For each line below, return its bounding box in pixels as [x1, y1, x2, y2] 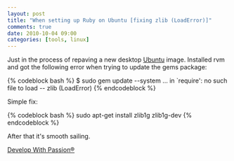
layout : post [7, 10, 46, 17]
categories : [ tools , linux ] [7, 36, 90, 43]
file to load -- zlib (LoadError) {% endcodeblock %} [7, 84, 157, 92]
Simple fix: [7, 97, 38, 106]
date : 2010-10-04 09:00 [7, 29, 77, 37]
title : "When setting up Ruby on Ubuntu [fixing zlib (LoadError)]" [7, 17, 212, 24]
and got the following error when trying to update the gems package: [7, 63, 207, 71]
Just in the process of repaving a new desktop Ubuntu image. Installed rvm [7, 55, 225, 64]
